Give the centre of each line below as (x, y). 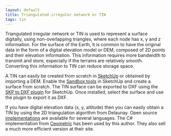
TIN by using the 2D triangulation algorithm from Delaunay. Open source (81, 113)
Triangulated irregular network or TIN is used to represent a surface (77, 34)
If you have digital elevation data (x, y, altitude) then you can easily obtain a (84, 108)
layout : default (22, 10)
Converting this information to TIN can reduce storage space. (70, 66)
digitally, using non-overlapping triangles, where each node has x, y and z (83, 39)
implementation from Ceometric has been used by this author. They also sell (86, 124)
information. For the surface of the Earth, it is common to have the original (83, 45)
